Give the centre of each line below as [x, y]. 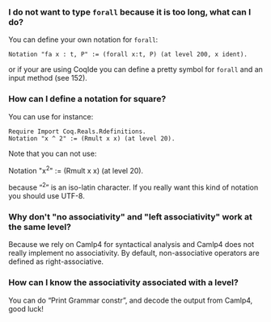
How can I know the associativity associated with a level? [123, 282]
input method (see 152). [48, 78]
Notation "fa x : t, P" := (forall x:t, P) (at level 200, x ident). [128, 55]
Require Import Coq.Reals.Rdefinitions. [78, 132]
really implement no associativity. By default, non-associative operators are [134, 253]
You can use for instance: [51, 116]
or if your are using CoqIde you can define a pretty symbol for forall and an [135, 69]
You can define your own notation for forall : [83, 40]
